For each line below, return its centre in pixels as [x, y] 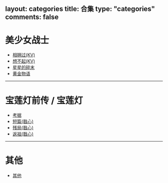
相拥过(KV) [24, 55]
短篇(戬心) [23, 121]
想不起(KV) [24, 61]
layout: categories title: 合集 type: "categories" [80, 9]
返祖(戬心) [23, 134]
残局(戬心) [23, 128]
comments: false [32, 17]
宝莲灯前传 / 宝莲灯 [44, 100]
